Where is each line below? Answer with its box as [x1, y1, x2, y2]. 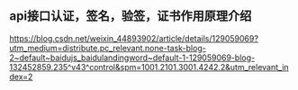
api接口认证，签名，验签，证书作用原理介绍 [9, 8, 252, 24]
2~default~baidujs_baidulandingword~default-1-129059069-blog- [9, 52, 255, 63]
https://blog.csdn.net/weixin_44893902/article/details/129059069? [9, 32, 259, 43]
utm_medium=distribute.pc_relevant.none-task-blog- [9, 42, 207, 53]
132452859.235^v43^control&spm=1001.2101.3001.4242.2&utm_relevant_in [9, 61, 290, 72]
